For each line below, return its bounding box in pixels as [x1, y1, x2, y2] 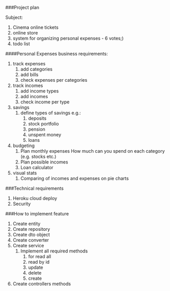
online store [12, 30, 39, 35]
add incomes [20, 94, 48, 99]
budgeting [12, 142, 35, 149]
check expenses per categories [20, 77, 87, 83]
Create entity [12, 221, 41, 227]
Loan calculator [20, 165, 54, 170]
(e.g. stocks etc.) [20, 154, 56, 159]
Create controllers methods [12, 281, 71, 287]
